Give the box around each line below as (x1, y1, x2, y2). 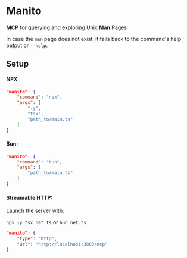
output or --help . (6, 42, 48, 49)
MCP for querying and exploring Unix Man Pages (6, 24, 127, 31)
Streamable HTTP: (6, 194, 53, 201)
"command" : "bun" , (17, 159, 63, 165)
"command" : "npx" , (17, 94, 63, 100)
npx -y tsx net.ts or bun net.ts (6, 219, 86, 226)
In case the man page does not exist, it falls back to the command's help (6, 35, 182, 42)
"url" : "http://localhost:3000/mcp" (17, 241, 108, 247)
